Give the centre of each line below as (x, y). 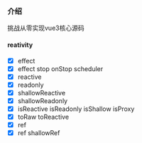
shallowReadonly (43, 100)
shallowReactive (42, 92)
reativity (20, 45)
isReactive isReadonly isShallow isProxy (76, 109)
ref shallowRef (39, 133)
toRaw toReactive (43, 117)
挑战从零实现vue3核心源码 (46, 28)
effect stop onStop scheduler (60, 68)
